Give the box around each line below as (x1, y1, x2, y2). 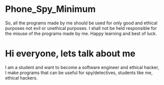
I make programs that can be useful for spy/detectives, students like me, (5, 70, 153, 76)
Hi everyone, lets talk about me (5, 48, 136, 59)
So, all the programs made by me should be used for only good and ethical (5, 20, 158, 26)
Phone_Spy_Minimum (5, 3, 96, 15)
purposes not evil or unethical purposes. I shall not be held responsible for (5, 25, 157, 31)
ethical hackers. (5, 75, 38, 81)
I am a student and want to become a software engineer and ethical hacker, (5, 64, 160, 70)
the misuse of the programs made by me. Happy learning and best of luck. (5, 30, 157, 36)
